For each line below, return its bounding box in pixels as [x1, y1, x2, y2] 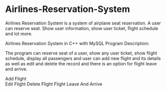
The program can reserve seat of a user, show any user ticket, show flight [5, 50, 157, 56]
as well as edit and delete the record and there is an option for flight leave [5, 60, 157, 66]
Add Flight [5, 75, 26, 81]
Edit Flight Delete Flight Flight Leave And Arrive [5, 81, 102, 87]
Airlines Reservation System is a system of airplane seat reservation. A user [5, 20, 161, 26]
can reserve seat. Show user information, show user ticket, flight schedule [5, 25, 158, 31]
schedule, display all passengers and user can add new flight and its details [5, 55, 161, 61]
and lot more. [5, 30, 32, 36]
